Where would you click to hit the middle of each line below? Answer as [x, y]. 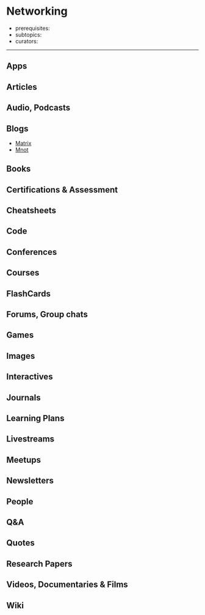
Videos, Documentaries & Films [67, 585]
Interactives [30, 377]
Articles [22, 87]
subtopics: [28, 34]
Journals [23, 398]
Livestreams [31, 439]
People [20, 502]
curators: [27, 41]
